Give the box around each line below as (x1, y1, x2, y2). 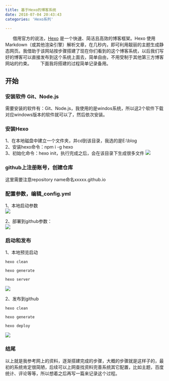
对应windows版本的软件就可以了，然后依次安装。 (5, 111, 108, 118)
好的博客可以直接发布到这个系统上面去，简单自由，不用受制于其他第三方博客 (5, 54, 164, 60)
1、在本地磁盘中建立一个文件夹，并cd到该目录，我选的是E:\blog (5, 138, 137, 144)
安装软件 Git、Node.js (5, 93, 59, 100)
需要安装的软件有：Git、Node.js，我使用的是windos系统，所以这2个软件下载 (5, 105, 163, 111)
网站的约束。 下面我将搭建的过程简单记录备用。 (5, 61, 111, 67)
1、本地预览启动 (5, 249, 38, 256)
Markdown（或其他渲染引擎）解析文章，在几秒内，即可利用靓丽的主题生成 (5, 42, 159, 48)
